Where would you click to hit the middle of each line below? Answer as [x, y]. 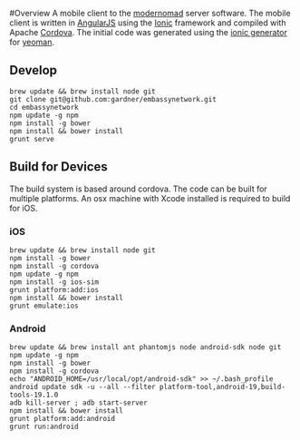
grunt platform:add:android [63, 419]
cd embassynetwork [44, 107]
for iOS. [24, 208]
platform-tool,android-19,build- [222, 387]
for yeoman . [32, 42]
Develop [33, 70]
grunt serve [32, 139]
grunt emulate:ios [44, 306]
